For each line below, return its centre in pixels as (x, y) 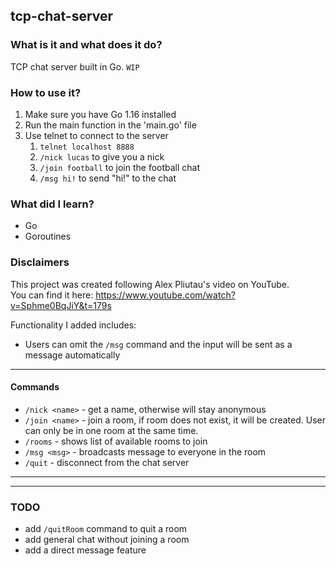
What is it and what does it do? (86, 45)
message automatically (72, 355)
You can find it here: (52, 295)
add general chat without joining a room (107, 540)
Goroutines (48, 236)
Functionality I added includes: (73, 325)
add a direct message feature (85, 550)
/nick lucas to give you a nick (102, 156)
